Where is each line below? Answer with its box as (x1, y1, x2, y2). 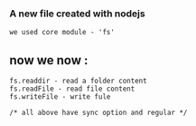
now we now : (9, 53, 89, 68)
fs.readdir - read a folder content (9, 76, 147, 86)
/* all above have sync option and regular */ (9, 108, 188, 118)
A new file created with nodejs (9, 7, 146, 20)
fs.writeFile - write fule (9, 92, 111, 102)
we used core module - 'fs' (9, 28, 116, 37)
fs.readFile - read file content (9, 84, 135, 93)
